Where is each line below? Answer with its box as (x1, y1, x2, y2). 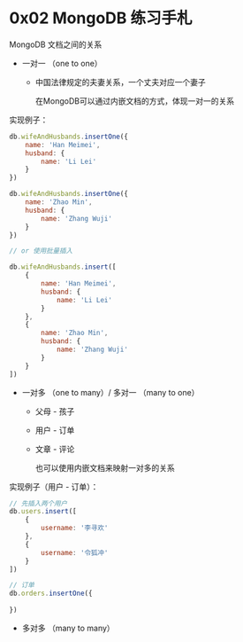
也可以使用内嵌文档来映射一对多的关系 (34, 462, 175, 473)
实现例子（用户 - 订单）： (9, 481, 99, 492)
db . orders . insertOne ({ (9, 589, 93, 599)
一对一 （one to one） (21, 58, 103, 68)
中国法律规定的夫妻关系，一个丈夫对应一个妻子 (34, 76, 206, 87)
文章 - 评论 (34, 443, 75, 454)
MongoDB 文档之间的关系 (9, 39, 103, 50)
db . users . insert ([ (9, 507, 77, 516)
